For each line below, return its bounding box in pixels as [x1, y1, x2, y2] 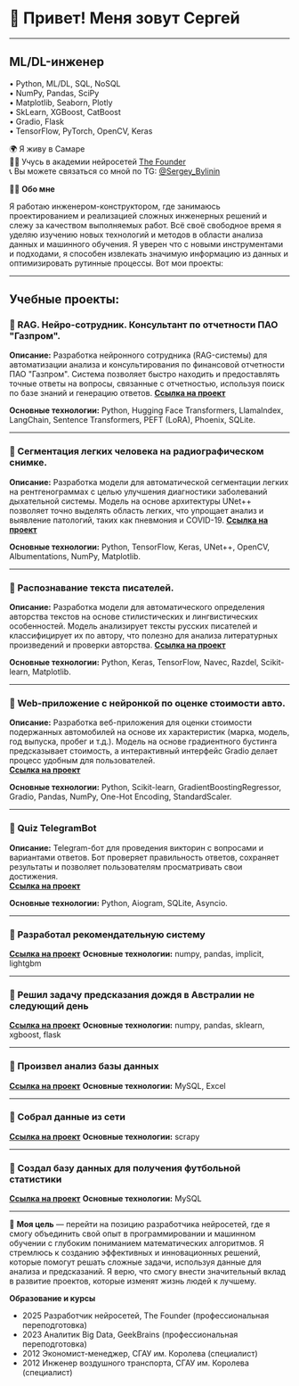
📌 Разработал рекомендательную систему [9, 928, 206, 940]
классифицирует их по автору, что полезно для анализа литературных [9, 631, 279, 641]
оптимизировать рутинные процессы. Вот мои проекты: [9, 258, 224, 268]
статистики [9, 1173, 62, 1185]
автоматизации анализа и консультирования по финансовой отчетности [9, 359, 285, 370]
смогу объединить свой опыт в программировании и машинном [9, 1228, 256, 1239]
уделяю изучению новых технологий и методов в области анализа [9, 229, 263, 240]
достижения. [9, 870, 59, 881]
